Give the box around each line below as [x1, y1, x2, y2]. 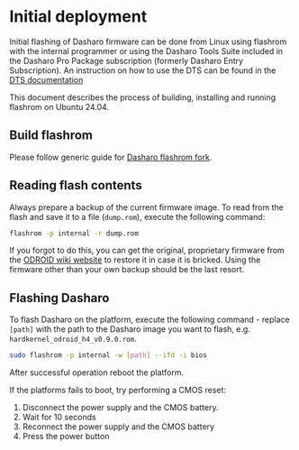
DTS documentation [9, 74, 84, 85]
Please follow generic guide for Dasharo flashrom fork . [9, 152, 213, 162]
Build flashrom [9, 128, 93, 143]
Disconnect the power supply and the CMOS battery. [22, 402, 219, 413]
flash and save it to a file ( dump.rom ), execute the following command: [9, 211, 266, 222]
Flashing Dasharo [9, 290, 110, 306]
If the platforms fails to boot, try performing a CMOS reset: [9, 385, 227, 396]
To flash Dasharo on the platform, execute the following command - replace [9, 314, 290, 326]
